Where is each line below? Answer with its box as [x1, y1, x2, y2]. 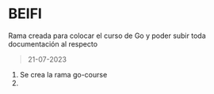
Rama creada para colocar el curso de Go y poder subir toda [8, 31, 206, 40]
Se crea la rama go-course [19, 70, 108, 79]
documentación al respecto [8, 39, 97, 48]
